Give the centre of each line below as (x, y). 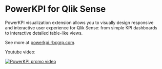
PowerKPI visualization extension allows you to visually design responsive (79, 23)
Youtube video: (20, 52)
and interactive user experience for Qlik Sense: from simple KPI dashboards (81, 27)
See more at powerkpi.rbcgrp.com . (40, 42)
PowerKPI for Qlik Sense (55, 9)
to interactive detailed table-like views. (44, 33)
